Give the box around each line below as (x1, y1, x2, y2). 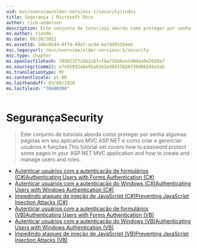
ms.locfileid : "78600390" (6, 86, 70, 92)
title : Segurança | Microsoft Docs (6, 14, 94, 20)
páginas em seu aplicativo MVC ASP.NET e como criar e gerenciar (20, 137, 182, 144)
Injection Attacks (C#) (14, 199, 68, 206)
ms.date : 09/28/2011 (6, 36, 57, 42)
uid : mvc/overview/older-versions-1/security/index (6, 8, 136, 15)
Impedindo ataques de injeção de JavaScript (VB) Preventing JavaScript (14, 230, 189, 237)
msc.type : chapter (6, 53, 51, 59)
